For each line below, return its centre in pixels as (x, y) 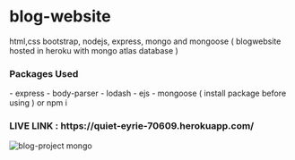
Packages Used (44, 73)
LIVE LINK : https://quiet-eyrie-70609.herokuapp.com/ (132, 126)
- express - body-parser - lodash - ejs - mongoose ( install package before (148, 93)
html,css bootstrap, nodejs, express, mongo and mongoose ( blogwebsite (145, 41)
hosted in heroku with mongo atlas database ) (94, 50)
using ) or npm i (38, 103)
